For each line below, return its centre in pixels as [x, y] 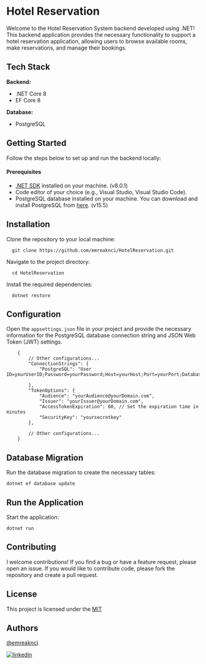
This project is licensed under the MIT [54, 609]
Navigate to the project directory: [48, 262]
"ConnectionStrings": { [59, 364]
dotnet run [20, 529]
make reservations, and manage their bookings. [67, 48]
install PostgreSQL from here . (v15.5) [62, 205]
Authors [22, 628]
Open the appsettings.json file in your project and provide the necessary [99, 329]
